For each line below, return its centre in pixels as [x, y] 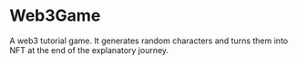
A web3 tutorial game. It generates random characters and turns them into [149, 41]
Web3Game [55, 16]
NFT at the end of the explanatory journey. [89, 50]
